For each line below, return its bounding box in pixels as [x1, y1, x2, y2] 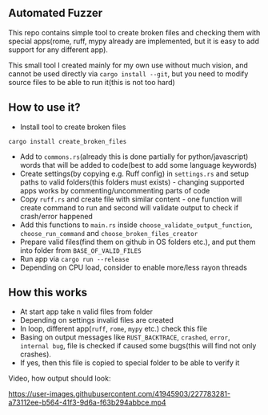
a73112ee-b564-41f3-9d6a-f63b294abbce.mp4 [8, 397, 166, 408]
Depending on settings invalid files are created [19, 315, 174, 325]
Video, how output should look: [8, 373, 111, 384]
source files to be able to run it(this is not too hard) [8, 77, 176, 87]
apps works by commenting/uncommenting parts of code [19, 185, 210, 195]
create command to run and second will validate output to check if [19, 202, 239, 212]
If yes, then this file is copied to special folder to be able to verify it [19, 358, 240, 368]
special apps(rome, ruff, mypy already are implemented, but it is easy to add [8, 36, 260, 46]
